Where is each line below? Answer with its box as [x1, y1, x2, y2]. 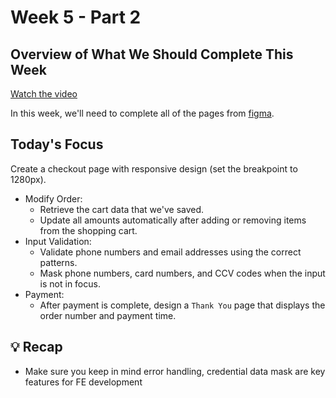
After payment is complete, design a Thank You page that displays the [39, 299, 326, 311]
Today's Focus [10, 136, 104, 153]
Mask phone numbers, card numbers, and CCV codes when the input [39, 267, 326, 279]
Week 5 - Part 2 [10, 6, 142, 29]
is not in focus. [39, 277, 101, 290]
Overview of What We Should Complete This [10, 46, 294, 63]
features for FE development [24, 376, 143, 388]
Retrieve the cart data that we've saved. [39, 203, 205, 215]
